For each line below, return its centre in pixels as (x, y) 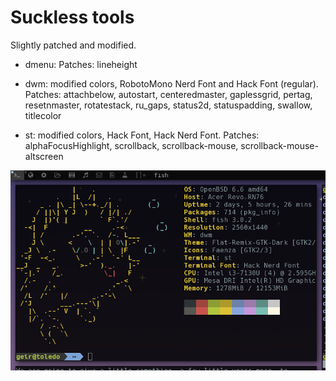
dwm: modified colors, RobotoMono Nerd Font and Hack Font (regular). (171, 83)
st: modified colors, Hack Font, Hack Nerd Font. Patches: (142, 135)
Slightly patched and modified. (73, 45)
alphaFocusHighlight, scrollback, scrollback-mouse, (131, 145)
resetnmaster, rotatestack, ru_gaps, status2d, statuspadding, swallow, (168, 105)
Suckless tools (72, 17)
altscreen (44, 156)
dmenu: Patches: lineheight (81, 64)
